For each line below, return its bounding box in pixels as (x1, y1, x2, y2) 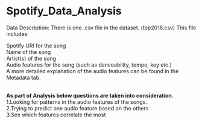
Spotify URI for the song (6, 42, 66, 49)
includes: (6, 30, 29, 37)
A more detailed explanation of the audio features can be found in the (6, 67, 179, 74)
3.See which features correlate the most (6, 111, 106, 118)
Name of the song (6, 48, 51, 55)
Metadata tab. (6, 74, 41, 81)
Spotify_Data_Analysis (6, 4, 122, 18)
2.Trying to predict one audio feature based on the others (6, 104, 149, 112)
